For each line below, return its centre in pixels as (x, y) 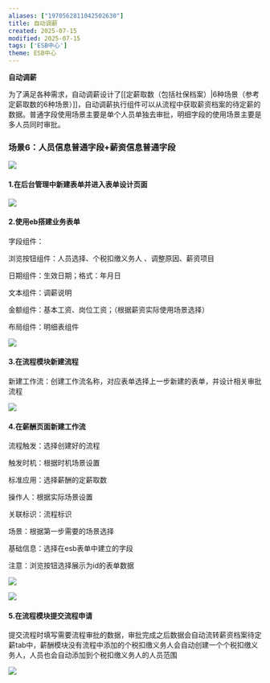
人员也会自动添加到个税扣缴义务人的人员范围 (103, 655)
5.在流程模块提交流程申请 (51, 615)
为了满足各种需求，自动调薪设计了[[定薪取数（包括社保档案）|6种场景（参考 (134, 94)
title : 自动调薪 (33, 23)
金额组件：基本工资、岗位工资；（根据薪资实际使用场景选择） (108, 309)
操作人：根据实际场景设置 (51, 497)
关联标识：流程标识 (40, 514)
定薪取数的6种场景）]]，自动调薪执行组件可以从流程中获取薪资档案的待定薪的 (135, 104)
